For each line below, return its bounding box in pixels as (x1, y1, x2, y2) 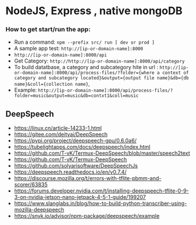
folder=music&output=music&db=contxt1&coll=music (14, 93, 139, 99)
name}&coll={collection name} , (14, 80, 90, 87)
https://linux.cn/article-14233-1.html (14, 125, 102, 132)
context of (162, 70, 190, 76)
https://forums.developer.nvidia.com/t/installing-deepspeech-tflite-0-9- (14, 187, 190, 194)
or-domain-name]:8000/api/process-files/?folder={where (14, 70, 155, 76)
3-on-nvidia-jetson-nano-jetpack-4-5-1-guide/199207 (14, 194, 146, 201)
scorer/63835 (14, 181, 48, 188)
